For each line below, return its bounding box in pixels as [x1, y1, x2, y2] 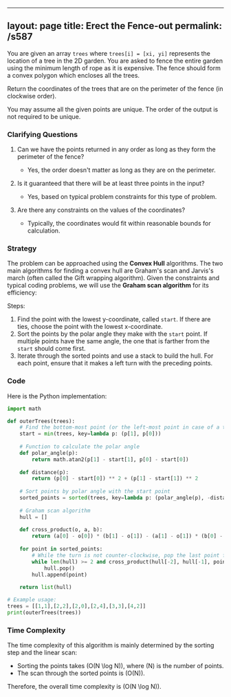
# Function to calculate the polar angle [19, 443, 140, 451]
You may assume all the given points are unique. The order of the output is [7, 105, 219, 114]
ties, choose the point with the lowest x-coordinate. [16, 323, 163, 331]
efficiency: [7, 288, 37, 297]
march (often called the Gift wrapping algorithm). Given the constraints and [7, 274, 220, 282]
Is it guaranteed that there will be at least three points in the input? [16, 180, 205, 188]
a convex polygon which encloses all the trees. [7, 71, 140, 79]
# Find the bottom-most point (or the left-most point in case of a [19, 424, 220, 431]
